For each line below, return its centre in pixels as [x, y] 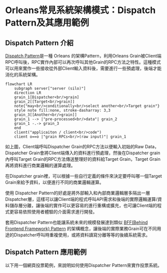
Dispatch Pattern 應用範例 [46, 252]
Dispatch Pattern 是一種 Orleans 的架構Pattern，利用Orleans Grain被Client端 [83, 56]
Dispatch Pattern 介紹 [39, 43]
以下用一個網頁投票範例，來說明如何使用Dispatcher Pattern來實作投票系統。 [84, 265]
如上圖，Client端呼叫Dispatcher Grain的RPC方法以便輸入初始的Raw [74, 147]
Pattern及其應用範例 [47, 23]
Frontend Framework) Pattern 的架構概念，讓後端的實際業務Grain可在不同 [81, 229]
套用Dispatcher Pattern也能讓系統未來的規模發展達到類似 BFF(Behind [76, 222]
